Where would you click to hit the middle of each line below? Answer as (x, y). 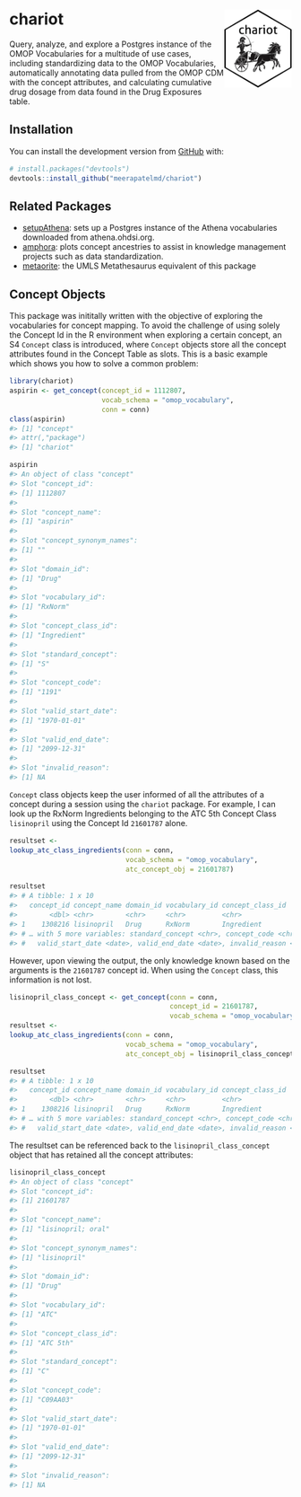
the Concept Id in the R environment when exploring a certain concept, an (146, 335)
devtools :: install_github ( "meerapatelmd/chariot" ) (106, 178)
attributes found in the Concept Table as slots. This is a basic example (139, 354)
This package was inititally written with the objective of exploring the (136, 316)
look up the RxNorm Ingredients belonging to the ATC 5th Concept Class (143, 814)
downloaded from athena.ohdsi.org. (88, 237)
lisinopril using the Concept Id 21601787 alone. (99, 823)
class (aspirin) (38, 419)
